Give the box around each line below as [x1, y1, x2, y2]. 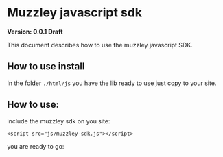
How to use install [7, 60, 85, 73]
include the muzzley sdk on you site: [7, 117, 110, 125]
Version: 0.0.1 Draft [7, 27, 63, 36]
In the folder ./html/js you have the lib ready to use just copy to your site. [7, 79, 217, 87]
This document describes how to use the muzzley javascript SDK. [7, 40, 193, 49]
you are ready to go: [7, 142, 64, 150]
